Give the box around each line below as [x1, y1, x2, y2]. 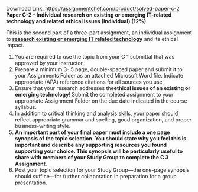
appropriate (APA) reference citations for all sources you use [14, 78, 163, 85]
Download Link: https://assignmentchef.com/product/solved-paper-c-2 [6, 5, 180, 12]
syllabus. [14, 104, 37, 110]
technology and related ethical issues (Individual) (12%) [6, 18, 147, 24]
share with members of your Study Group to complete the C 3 [14, 154, 169, 161]
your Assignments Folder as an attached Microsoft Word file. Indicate [14, 72, 184, 79]
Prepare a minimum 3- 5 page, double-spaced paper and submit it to [14, 66, 183, 73]
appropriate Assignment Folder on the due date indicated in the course [14, 97, 187, 104]
